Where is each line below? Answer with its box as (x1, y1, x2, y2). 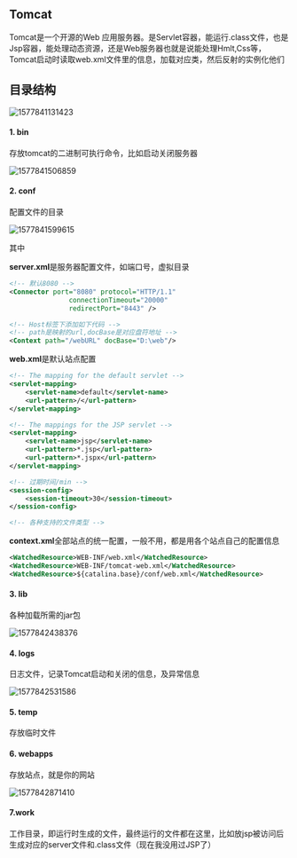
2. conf (9, 185, 36, 196)
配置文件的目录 (9, 207, 64, 217)
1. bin (9, 127, 29, 138)
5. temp (9, 706, 38, 717)
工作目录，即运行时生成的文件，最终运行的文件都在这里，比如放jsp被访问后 (9, 828, 285, 838)
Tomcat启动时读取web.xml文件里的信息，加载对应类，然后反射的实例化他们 (9, 53, 285, 65)
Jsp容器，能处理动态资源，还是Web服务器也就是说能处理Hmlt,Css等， (9, 43, 267, 53)
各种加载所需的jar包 (9, 610, 82, 620)
